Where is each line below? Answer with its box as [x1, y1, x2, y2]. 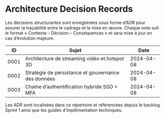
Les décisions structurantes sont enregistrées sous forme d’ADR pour [5, 20, 146, 25]
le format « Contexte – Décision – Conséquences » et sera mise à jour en [5, 30, 152, 36]
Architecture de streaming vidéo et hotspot [25, 55, 124, 62]
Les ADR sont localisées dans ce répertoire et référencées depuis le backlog [5, 102, 160, 108]
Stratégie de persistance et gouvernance [25, 69, 119, 76]
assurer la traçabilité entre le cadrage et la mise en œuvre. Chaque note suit [5, 24, 159, 30]
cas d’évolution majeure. [5, 35, 55, 41]
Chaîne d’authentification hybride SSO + [25, 83, 118, 90]
